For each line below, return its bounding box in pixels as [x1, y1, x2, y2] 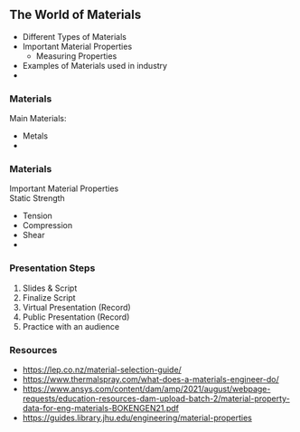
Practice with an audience [22, 321, 120, 331]
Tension [22, 210, 52, 221]
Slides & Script [22, 283, 78, 293]
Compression [22, 220, 73, 231]
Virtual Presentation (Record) [22, 302, 131, 312]
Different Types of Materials [22, 31, 127, 42]
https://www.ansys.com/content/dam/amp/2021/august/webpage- [22, 384, 271, 394]
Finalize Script [22, 292, 76, 302]
